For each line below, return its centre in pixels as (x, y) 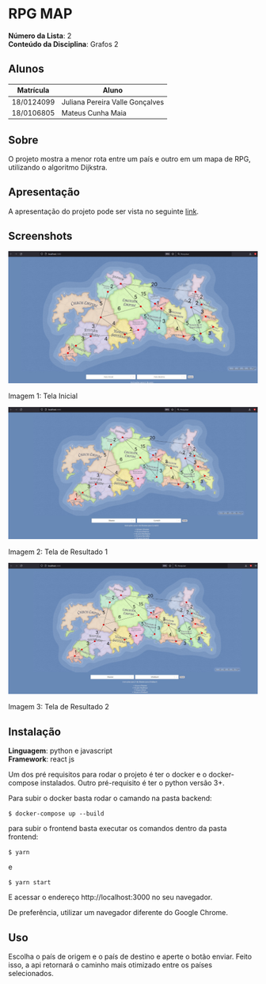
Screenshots (40, 236)
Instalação (35, 732)
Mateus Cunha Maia (94, 112)
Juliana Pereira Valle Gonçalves (113, 102)
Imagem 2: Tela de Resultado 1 (58, 552)
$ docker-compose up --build (56, 814)
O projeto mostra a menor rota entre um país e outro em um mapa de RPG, (129, 159)
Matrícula (33, 90)
